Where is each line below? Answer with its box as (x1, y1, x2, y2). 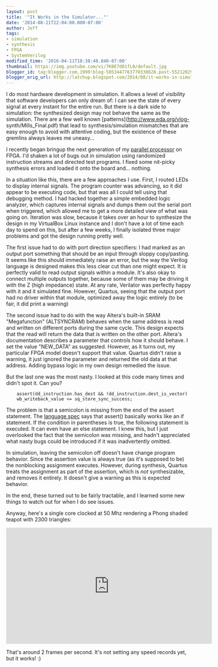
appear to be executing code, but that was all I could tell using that (6, 189, 167, 196)
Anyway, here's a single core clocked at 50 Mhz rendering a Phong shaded (6, 510, 188, 517)
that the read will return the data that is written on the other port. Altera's (6, 331, 182, 338)
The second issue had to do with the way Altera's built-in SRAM (6, 312, 160, 319)
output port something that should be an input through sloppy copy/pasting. (6, 250, 190, 257)
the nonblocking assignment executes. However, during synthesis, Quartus (6, 462, 188, 469)
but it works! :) (6, 655, 41, 662)
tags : (6, 31, 19, 37)
